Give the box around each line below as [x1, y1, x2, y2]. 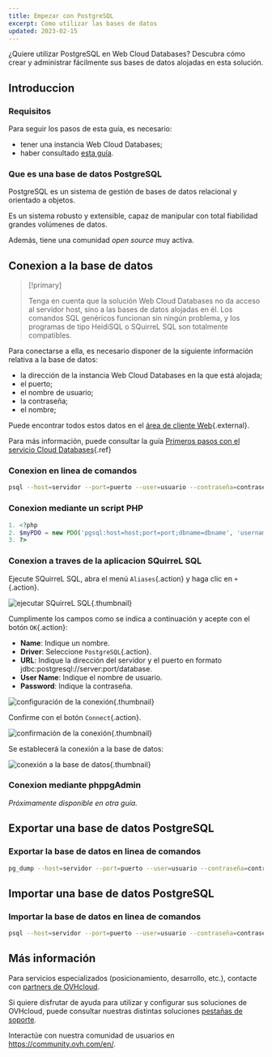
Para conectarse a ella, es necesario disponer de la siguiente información [8, 346, 253, 356]
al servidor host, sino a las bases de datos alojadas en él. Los [28, 305, 233, 314]
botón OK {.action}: [8, 622, 68, 632]
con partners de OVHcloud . [8, 982, 100, 991]
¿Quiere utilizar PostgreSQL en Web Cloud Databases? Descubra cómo [8, 49, 245, 59]
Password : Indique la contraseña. [19, 681, 134, 691]
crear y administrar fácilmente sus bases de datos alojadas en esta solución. [8, 58, 264, 67]
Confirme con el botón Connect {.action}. [8, 712, 142, 722]
